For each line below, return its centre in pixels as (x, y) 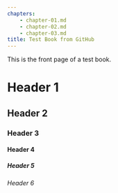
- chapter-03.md (43, 33)
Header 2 (28, 113)
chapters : (22, 14)
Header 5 (21, 165)
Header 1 (33, 87)
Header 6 (21, 183)
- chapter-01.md (43, 20)
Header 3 (23, 133)
